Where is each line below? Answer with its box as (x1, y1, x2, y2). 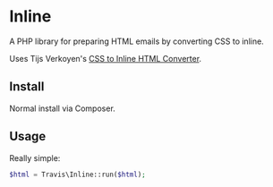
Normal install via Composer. (9, 103, 116, 114)
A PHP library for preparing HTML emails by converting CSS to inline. (9, 36, 264, 47)
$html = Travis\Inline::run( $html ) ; (9, 170, 146, 179)
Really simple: (9, 152, 61, 163)
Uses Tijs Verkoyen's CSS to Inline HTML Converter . (9, 53, 202, 64)
